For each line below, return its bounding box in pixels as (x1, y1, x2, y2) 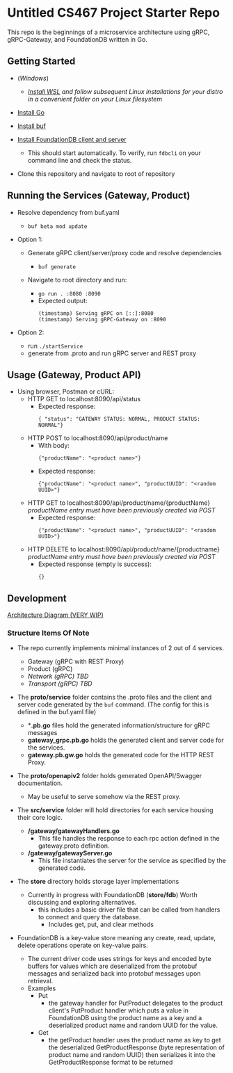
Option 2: (17, 328, 45, 337)
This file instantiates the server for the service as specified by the (38, 857, 226, 865)
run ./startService (27, 341, 83, 350)
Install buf (17, 122, 47, 130)
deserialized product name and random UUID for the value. (48, 1021, 218, 1030)
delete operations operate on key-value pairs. (17, 941, 148, 950)
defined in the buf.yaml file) (17, 708, 97, 716)
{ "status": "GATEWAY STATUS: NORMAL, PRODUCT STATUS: (38, 416, 200, 423)
